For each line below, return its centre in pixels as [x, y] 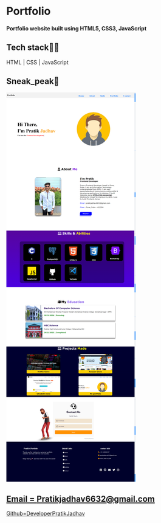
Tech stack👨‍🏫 [33, 48]
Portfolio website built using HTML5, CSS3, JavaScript [77, 28]
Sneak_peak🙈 [33, 81]
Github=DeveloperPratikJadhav [46, 514]
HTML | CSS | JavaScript [37, 62]
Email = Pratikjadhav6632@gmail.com [80, 499]
